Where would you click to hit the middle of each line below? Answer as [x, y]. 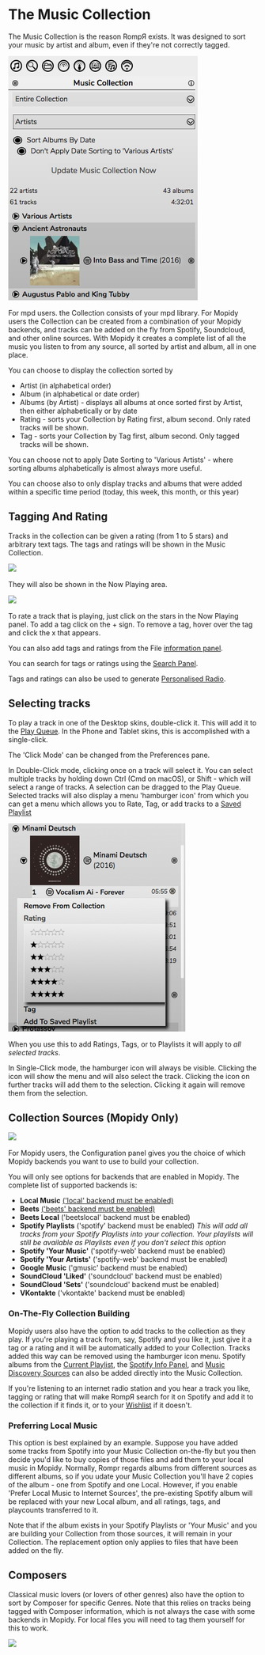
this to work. [28, 1628]
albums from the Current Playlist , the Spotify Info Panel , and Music [117, 1364]
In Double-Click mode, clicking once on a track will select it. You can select [131, 770]
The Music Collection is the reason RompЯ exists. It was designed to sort [127, 36]
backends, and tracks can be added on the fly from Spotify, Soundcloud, [127, 329]
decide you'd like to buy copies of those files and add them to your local [126, 1459]
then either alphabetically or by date [78, 411]
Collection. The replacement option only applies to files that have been [123, 1542]
